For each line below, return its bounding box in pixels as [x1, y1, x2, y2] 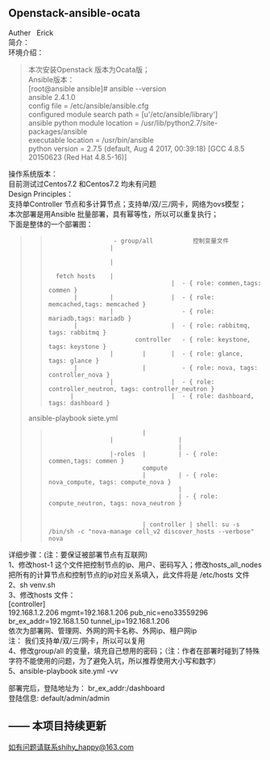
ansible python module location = [27, 118, 139, 127]
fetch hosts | [55, 272, 114, 280]
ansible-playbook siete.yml [27, 413, 118, 422]
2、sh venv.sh [8, 579, 56, 589]
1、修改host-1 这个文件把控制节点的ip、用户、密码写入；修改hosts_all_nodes [8, 559, 262, 569]
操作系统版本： [8, 168, 58, 178]
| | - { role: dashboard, [69, 392, 255, 400]
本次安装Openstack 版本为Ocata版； [27, 64, 151, 74]
